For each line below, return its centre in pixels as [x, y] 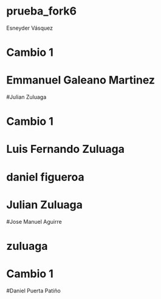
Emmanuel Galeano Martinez [81, 80]
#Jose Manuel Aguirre [34, 221]
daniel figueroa [46, 177]
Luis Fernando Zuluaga [65, 149]
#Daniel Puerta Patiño [33, 291]
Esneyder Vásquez [30, 28]
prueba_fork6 [42, 11]
